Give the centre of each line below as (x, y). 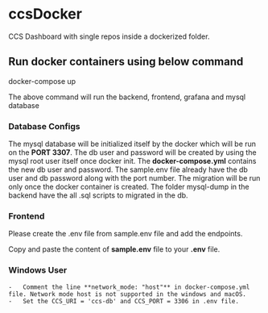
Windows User (38, 270)
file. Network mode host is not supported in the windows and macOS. (128, 294)
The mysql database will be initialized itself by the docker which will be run (132, 144)
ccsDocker (45, 14)
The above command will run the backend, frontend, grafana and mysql (127, 97)
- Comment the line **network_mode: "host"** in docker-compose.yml (129, 287)
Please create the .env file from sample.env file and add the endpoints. (126, 234)
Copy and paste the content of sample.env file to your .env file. (114, 249)
